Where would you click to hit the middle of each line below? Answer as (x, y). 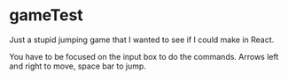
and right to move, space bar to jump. (78, 66)
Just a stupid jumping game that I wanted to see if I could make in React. (142, 40)
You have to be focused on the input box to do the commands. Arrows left (144, 56)
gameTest (47, 15)
